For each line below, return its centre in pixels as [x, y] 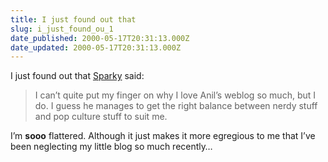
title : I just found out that [73, 19]
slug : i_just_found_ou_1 [62, 29]
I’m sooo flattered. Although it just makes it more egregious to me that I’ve [163, 136]
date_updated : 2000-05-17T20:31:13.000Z [96, 47]
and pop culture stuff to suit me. [101, 117]
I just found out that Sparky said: [77, 76]
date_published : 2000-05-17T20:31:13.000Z [100, 38]
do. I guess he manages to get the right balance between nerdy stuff [176, 106]
